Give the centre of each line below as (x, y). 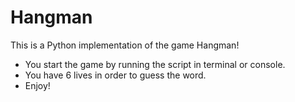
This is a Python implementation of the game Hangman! (125, 45)
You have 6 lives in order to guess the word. (115, 75)
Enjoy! (37, 85)
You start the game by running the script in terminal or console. (155, 64)
